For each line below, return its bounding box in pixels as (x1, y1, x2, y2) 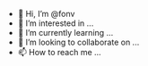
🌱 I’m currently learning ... (17, 28, 114, 37)
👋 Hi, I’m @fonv (17, 9, 75, 19)
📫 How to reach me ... (17, 47, 101, 57)
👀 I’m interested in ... (17, 18, 94, 29)
